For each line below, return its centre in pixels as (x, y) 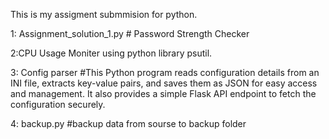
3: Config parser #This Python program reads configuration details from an (165, 72)
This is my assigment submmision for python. (104, 14)
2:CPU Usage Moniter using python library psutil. (111, 53)
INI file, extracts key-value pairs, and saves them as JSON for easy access (164, 83)
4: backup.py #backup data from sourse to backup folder (128, 123)
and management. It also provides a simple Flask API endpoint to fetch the (163, 93)
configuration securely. (58, 104)
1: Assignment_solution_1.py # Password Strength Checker (130, 33)
